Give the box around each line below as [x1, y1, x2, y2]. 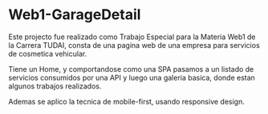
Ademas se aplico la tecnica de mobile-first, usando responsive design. [8, 96, 245, 106]
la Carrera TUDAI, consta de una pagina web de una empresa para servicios [8, 40, 261, 49]
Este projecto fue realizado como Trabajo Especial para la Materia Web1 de [8, 32, 256, 41]
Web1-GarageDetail [8, 6, 141, 24]
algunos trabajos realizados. [8, 81, 102, 91]
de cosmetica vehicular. [8, 49, 87, 58]
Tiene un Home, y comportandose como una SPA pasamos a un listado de [8, 64, 254, 73]
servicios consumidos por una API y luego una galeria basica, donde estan [8, 73, 255, 82]
